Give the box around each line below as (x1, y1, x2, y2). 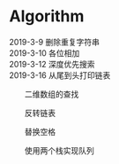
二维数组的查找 (25, 89, 79, 99)
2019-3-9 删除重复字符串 (9, 36, 100, 47)
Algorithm (9, 6, 85, 27)
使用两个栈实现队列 (25, 144, 94, 156)
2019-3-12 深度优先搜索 (9, 59, 95, 69)
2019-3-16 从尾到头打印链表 (9, 69, 111, 81)
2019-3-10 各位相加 (9, 47, 80, 59)
